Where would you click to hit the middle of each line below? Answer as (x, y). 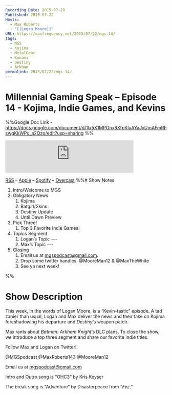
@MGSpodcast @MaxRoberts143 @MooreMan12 (57, 357)
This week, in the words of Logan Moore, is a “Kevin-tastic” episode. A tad (84, 311)
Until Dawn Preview (41, 217)
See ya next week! (40, 266)
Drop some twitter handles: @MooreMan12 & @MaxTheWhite (85, 260)
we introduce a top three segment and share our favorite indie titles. (77, 337)
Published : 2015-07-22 (29, 15)
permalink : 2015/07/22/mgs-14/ (39, 72)
